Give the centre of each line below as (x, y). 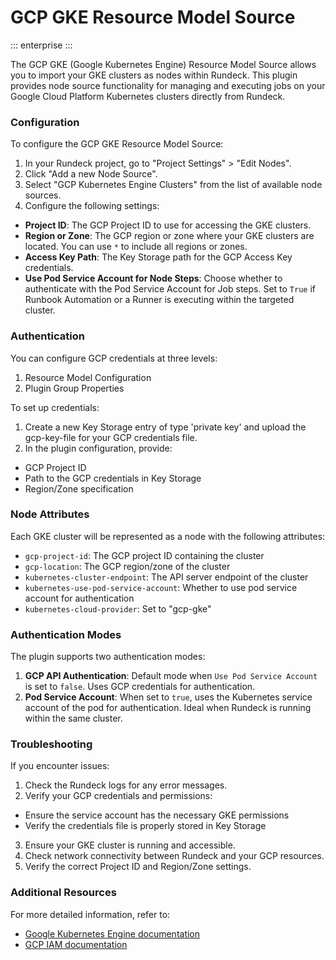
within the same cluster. (73, 718)
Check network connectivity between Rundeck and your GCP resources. (174, 856)
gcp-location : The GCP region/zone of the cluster (127, 566)
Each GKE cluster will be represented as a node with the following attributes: (168, 536)
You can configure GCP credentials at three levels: (114, 358)
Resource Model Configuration (88, 377)
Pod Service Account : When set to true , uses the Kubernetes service (168, 697)
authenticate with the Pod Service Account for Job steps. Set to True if (170, 289)
